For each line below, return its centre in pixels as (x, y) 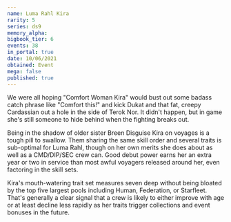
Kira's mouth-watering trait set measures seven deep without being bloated (114, 183)
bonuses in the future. (39, 212)
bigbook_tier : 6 (30, 39)
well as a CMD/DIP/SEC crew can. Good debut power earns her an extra (110, 155)
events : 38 (23, 46)
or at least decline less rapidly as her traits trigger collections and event (109, 205)
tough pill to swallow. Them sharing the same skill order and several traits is (114, 140)
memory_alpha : (28, 33)
